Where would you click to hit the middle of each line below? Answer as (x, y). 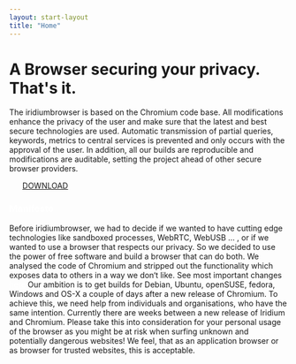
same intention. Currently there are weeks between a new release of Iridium (147, 312)
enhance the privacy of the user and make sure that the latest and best (138, 122)
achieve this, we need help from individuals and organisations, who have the (148, 303)
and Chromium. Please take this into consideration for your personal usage (145, 322)
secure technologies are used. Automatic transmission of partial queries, (141, 131)
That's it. (43, 88)
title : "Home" (35, 26)
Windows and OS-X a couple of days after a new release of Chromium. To (144, 293)
